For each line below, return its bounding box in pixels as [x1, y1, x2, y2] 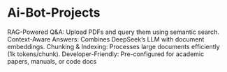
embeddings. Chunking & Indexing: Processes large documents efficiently [7, 42, 220, 51]
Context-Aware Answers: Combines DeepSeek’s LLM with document [7, 35, 205, 43]
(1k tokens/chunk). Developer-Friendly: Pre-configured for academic [7, 50, 205, 58]
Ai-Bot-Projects [7, 5, 101, 21]
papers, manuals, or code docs [7, 57, 97, 65]
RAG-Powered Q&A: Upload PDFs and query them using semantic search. [7, 28, 220, 36]
